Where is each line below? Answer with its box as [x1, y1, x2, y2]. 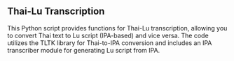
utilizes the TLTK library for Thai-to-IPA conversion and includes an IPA [7, 38, 212, 47]
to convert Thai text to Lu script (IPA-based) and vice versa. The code [7, 31, 209, 40]
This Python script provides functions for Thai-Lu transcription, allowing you [7, 24, 228, 32]
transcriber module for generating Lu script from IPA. [7, 46, 160, 54]
